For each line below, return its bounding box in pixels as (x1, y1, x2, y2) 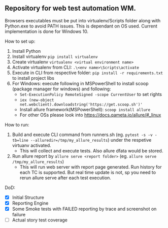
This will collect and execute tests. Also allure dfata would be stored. (19, 147, 163, 154)
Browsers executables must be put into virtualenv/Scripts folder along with (5, 17, 161, 23)
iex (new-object (19, 97, 54, 103)
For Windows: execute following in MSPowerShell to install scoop (12, 80, 149, 86)
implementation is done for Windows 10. (5, 28, 89, 35)
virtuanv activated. (12, 142, 51, 148)
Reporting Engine (12, 200, 49, 206)
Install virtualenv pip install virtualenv (12, 53, 98, 59)
